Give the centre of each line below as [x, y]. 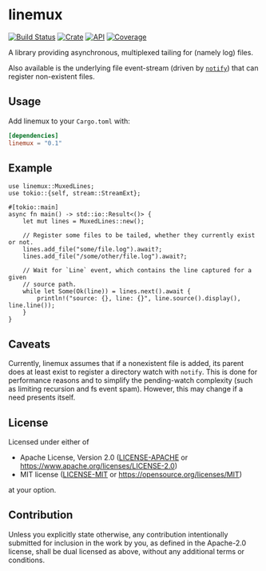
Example [30, 168]
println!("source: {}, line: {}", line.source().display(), [139, 299]
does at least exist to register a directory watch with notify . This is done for [133, 372]
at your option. [32, 489]
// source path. [50, 285]
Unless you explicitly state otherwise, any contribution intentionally [118, 534]
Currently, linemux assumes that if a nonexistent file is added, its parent [126, 364]
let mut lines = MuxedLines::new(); [84, 222]
